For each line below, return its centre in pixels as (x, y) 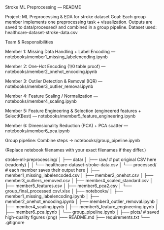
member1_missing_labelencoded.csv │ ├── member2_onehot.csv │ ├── (79, 175)
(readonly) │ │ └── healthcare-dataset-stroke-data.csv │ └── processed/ (81, 165)
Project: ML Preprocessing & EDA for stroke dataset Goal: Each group (76, 17)
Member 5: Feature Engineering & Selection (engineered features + (73, 111)
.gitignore (15, 222)
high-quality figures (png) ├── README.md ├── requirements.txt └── (78, 217)
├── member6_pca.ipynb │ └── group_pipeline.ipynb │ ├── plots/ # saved (82, 212)
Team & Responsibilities (29, 42)
